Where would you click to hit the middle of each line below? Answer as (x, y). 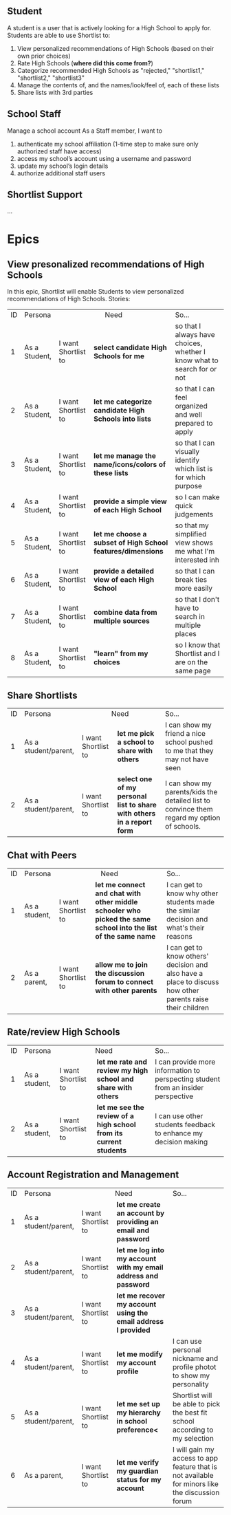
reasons (179, 937)
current (109, 1142)
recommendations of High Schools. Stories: (69, 299)
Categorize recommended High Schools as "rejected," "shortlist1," (111, 70)
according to (193, 1430)
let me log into (141, 1250)
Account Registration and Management (93, 1175)
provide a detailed (124, 571)
